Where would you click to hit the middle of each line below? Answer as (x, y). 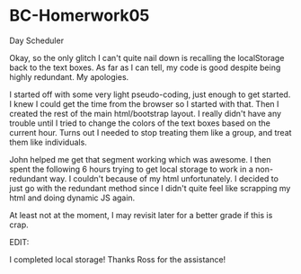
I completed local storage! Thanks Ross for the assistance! (118, 259)
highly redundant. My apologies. (69, 76)
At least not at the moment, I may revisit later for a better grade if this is (141, 215)
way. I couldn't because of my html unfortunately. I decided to (164, 178)
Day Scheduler (37, 40)
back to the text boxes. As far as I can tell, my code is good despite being (145, 67)
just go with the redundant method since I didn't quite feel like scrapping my (150, 188)
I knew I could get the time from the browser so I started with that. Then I (144, 103)
